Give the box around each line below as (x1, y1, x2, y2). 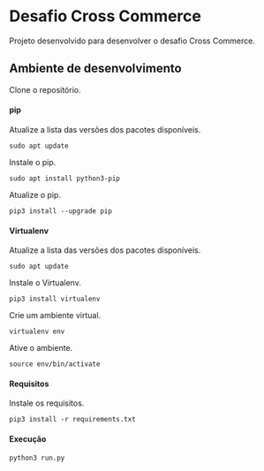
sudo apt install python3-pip (9, 174, 121, 183)
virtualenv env (9, 327, 65, 337)
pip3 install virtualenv (9, 294, 101, 304)
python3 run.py (9, 453, 65, 462)
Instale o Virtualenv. (9, 277, 81, 288)
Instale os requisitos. (9, 398, 85, 408)
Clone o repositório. (9, 84, 81, 95)
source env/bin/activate (9, 360, 101, 368)
